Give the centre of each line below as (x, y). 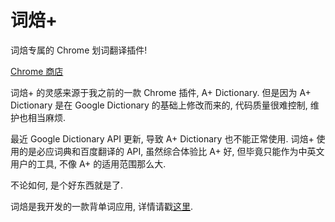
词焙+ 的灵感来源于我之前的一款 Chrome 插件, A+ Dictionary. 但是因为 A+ (161, 92)
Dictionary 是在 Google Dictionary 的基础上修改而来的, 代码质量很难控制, (159, 105)
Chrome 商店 (37, 71)
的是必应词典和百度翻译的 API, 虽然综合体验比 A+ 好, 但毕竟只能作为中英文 (171, 151)
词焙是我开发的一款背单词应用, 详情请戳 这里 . (102, 206)
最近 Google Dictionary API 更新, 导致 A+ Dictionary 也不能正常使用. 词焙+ (162, 138)
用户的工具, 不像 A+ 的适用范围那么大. (88, 163)
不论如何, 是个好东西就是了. (67, 185)
